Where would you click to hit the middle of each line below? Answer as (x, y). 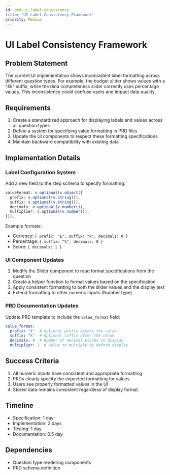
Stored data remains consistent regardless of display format (75, 389)
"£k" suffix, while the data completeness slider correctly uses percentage (82, 87)
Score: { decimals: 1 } (37, 247)
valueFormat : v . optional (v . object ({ (44, 192)
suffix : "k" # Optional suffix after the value (62, 336)
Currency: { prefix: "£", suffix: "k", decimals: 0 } (70, 236)
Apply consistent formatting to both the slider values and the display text (89, 287)
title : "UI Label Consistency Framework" (50, 15)
